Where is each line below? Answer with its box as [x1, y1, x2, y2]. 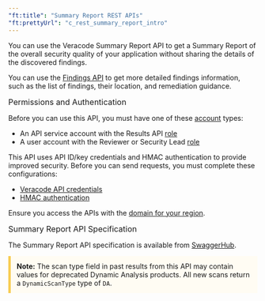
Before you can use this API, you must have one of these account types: [8, 113, 244, 122]
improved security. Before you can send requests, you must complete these [8, 160, 256, 170]
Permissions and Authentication [8, 96, 127, 107]
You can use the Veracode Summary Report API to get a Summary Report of [8, 40, 256, 50]
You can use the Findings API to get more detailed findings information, [8, 73, 240, 82]
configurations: [8, 169, 58, 179]
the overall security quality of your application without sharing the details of [8, 49, 255, 58]
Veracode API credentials [19, 184, 103, 194]
